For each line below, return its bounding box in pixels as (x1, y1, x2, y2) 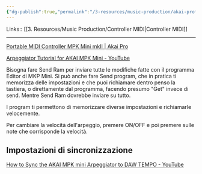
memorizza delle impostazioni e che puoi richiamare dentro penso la (6, 79, 176, 86)
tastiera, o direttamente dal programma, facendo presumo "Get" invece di (6, 85, 189, 92)
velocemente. (6, 110, 40, 117)
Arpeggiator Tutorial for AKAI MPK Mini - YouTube (6, 54, 130, 61)
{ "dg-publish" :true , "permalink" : (6, 8, 90, 15)
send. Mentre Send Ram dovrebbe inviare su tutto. (6, 92, 131, 99)
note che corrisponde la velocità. (6, 128, 88, 135)
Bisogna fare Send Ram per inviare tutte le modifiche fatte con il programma (6, 66, 194, 73)
